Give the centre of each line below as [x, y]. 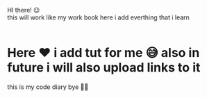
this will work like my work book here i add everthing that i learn [98, 17]
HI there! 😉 [24, 10]
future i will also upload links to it [104, 68]
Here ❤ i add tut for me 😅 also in [104, 53]
